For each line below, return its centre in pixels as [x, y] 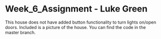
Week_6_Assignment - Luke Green [76, 9]
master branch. [20, 32]
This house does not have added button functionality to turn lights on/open [81, 22]
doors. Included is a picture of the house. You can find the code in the [75, 27]
